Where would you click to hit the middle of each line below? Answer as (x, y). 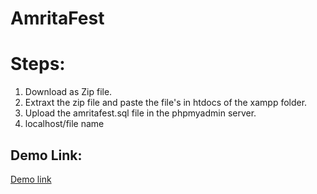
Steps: (38, 64)
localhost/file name (64, 124)
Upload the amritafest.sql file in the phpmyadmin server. (140, 113)
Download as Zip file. (68, 92)
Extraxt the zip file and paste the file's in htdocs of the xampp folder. (166, 103)
